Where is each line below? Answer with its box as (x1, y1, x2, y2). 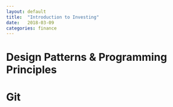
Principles (6, 63, 57, 77)
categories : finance (6, 25, 57, 31)
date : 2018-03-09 (6, 20, 55, 25)
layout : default (6, 8, 46, 15)
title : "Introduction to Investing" (6, 14, 100, 20)
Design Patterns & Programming (6, 51, 168, 64)
